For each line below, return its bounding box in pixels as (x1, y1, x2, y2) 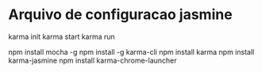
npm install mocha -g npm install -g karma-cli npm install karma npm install (8, 47, 255, 56)
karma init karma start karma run (8, 32, 115, 41)
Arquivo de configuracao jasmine (8, 6, 233, 24)
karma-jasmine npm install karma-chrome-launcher (8, 56, 177, 65)
